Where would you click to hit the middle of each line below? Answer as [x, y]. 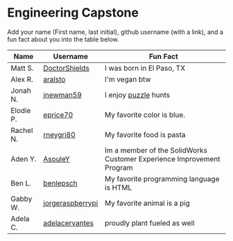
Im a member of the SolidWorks [156, 150]
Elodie [21, 110]
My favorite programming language [162, 179]
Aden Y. [24, 159]
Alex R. [22, 79]
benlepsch [60, 183]
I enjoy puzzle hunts [138, 95]
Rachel [22, 130]
